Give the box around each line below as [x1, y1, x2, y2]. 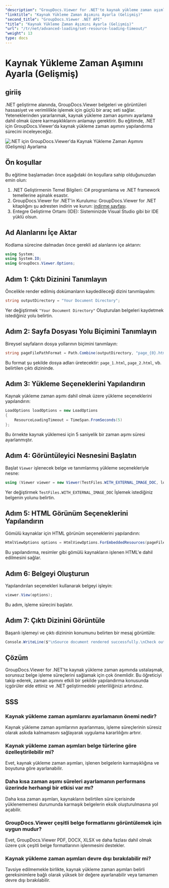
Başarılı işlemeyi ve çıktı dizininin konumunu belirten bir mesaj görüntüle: [5, 630, 156, 636]
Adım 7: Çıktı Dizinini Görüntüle [5, 616, 105, 625]
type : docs [5, 36, 28, 41]
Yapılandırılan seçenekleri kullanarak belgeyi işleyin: [5, 583, 113, 589]
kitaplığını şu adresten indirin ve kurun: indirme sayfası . [12, 203, 127, 209]
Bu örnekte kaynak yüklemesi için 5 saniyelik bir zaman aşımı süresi [5, 431, 145, 437]
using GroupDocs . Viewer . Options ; [5, 261, 75, 266]
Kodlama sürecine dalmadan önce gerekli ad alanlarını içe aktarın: [5, 242, 141, 248]
